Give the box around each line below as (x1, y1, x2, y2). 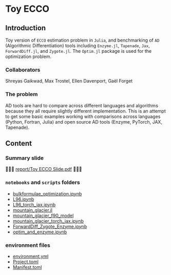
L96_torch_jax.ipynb (12, 201, 56, 208)
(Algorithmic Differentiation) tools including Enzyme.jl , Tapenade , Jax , (5, 43, 150, 49)
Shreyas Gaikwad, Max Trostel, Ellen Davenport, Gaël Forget (5, 78, 133, 84)
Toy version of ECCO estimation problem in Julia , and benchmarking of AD (5, 37, 160, 43)
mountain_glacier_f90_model (12, 212, 74, 219)
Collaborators (5, 66, 41, 73)
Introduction (5, 24, 46, 32)
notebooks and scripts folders (5, 179, 81, 186)
